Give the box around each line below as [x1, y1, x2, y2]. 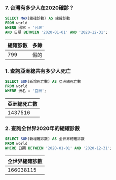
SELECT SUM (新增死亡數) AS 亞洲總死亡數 [5, 79, 81, 84]
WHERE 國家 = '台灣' [5, 25, 44, 30]
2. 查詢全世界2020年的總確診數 [5, 125, 80, 132]
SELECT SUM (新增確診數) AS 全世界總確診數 [5, 136, 85, 142]
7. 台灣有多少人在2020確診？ [5, 4, 74, 11]
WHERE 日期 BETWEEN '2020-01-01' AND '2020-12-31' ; [5, 145, 113, 151]
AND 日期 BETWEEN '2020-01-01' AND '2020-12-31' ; [5, 30, 108, 35]
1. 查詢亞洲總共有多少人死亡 [5, 67, 71, 74]
